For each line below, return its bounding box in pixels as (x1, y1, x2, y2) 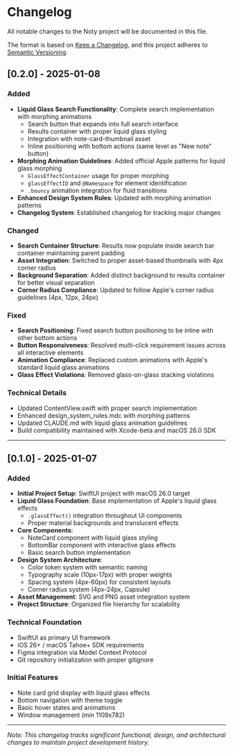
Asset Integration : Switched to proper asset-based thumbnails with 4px (17, 256, 224, 264)
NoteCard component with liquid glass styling (27, 533, 158, 542)
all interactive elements (17, 348, 84, 357)
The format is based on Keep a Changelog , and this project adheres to (7, 40, 208, 49)
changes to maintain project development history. (7, 738, 150, 746)
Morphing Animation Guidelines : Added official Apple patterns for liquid (17, 156, 225, 165)
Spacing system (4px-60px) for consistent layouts (27, 578, 171, 586)
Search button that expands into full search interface (27, 120, 179, 128)
